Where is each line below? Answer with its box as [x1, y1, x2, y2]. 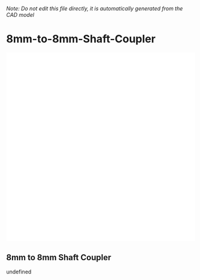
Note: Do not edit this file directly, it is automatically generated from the [6, 5, 183, 12]
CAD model [6, 11, 35, 18]
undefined [6, 268, 32, 275]
